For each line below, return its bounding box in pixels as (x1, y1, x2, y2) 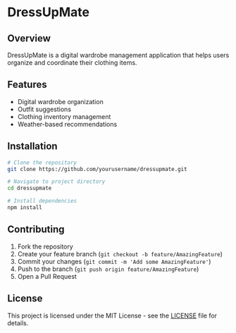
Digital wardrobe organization (17, 97, 104, 106)
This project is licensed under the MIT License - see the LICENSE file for (7, 311, 217, 320)
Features (7, 79, 47, 91)
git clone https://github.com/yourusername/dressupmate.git (7, 165, 188, 172)
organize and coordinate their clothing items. (7, 58, 137, 67)
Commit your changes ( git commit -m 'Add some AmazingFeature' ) (17, 257, 211, 265)
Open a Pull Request (17, 272, 77, 280)
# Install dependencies (7, 198, 77, 205)
